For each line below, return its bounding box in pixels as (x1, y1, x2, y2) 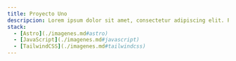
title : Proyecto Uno (7, 10, 68, 18)
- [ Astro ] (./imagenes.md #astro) (13, 29, 109, 37)
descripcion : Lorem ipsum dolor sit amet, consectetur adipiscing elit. (7, 17, 225, 24)
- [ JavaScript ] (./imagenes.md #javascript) (13, 36, 140, 43)
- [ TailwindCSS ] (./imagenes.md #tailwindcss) (13, 43, 146, 50)
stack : (7, 23, 27, 30)
